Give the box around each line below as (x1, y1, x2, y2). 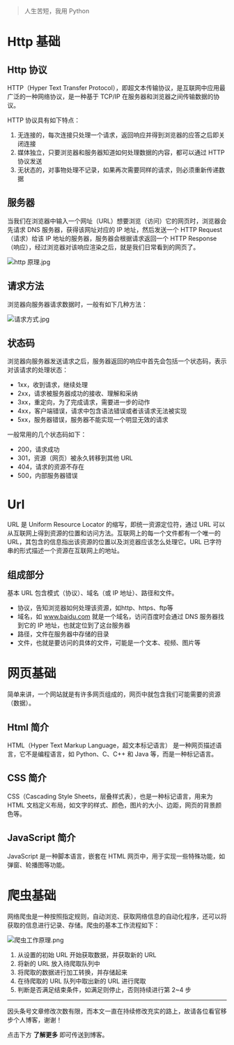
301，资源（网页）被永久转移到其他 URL (17, 454, 134, 462)
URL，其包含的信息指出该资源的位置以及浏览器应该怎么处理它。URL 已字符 (7, 538, 222, 546)
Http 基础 (7, 34, 61, 50)
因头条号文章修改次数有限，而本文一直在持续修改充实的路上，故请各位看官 (7, 1007, 221, 1015)
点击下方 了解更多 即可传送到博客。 (7, 1030, 109, 1039)
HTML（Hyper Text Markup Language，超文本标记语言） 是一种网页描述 (7, 740, 216, 750)
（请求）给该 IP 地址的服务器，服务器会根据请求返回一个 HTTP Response (7, 234, 217, 242)
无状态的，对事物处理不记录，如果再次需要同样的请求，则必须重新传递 (17, 166, 219, 174)
